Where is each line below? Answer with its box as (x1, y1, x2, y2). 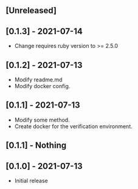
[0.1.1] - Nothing (5, 140, 67, 151)
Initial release (14, 177, 48, 185)
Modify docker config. (14, 83, 71, 90)
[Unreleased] (5, 5, 57, 16)
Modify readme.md (14, 76, 63, 83)
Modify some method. (14, 116, 71, 123)
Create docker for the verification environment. (14, 122, 133, 130)
